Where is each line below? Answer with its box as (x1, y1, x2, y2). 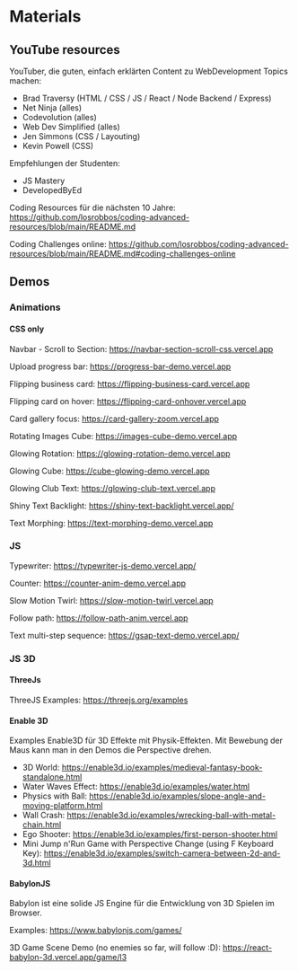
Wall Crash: (22, 810, 66, 821)
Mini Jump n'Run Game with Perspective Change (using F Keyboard (22, 838, 274, 850)
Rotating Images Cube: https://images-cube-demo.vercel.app (9, 430, 238, 441)
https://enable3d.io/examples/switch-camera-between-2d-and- (43, 848, 281, 859)
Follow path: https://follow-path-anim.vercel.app (9, 613, 188, 623)
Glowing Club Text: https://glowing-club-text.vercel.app (9, 482, 215, 493)
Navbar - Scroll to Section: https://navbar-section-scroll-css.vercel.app (9, 343, 274, 354)
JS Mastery (22, 175, 66, 186)
